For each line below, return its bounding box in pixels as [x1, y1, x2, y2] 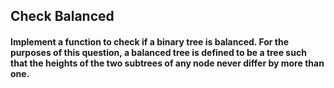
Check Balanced [10, 8, 115, 25]
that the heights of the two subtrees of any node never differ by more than [10, 57, 325, 69]
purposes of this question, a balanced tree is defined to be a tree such [10, 46, 307, 58]
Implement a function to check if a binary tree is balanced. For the [10, 35, 290, 48]
